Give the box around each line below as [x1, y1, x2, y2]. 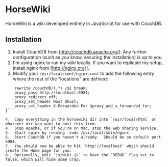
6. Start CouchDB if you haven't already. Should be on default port [5, 134, 161, 140]
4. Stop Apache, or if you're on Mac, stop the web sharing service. [5, 126, 159, 131]
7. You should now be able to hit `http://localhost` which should [5, 144, 154, 149]
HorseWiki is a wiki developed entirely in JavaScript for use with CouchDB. [5, 20, 162, 26]
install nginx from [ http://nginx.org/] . [12, 65, 89, 71]
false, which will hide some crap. [5, 157, 81, 162]
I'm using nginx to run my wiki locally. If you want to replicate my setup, [12, 60, 163, 66]
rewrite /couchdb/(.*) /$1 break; [14, 86, 88, 91]
